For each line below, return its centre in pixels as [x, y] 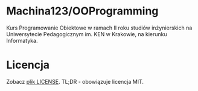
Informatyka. [22, 40]
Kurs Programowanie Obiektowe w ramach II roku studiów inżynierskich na [99, 28]
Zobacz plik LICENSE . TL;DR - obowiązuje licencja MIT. [75, 81]
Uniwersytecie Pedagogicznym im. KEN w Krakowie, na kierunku [87, 34]
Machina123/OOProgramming [82, 11]
